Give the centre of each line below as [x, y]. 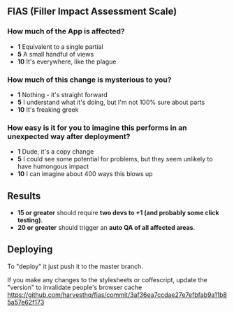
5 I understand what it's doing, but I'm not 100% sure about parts [111, 102]
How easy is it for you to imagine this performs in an [97, 127]
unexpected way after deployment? [69, 136]
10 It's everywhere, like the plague [67, 61]
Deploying [30, 250]
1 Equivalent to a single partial [60, 46]
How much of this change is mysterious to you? [89, 80]
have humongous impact [53, 166]
